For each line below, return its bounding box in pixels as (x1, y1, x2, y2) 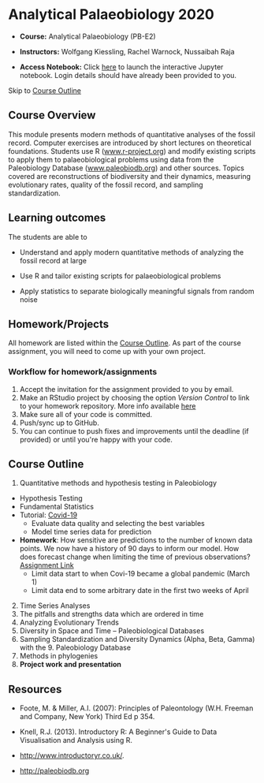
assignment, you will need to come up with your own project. (8, 347, 206, 356)
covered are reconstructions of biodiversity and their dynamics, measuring (8, 171, 251, 181)
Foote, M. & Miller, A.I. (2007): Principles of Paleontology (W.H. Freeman (19, 703, 254, 713)
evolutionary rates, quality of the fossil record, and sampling (8, 180, 203, 189)
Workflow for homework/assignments (8, 367, 158, 378)
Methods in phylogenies (19, 651, 99, 661)
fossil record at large (19, 255, 87, 265)
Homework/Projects (8, 317, 109, 330)
